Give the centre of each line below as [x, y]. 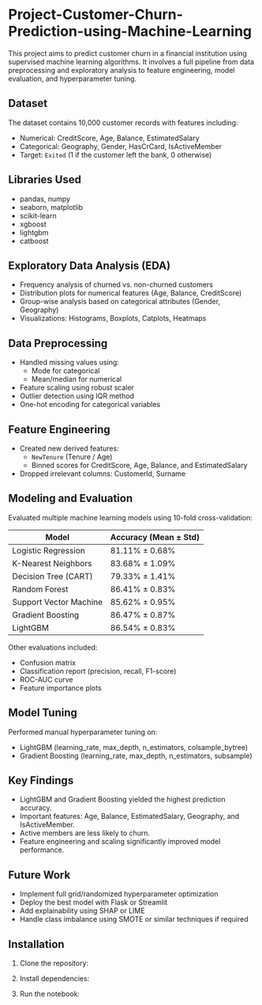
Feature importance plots [60, 687]
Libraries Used [45, 180]
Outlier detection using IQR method [77, 396]
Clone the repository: [54, 963]
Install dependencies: [54, 979]
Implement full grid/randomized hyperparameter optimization [119, 894]
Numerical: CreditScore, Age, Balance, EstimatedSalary [109, 138]
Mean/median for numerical [77, 379]
